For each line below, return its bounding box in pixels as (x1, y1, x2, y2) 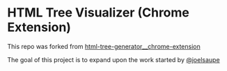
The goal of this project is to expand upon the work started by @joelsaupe (7, 55, 221, 63)
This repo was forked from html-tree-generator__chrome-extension (7, 42, 201, 50)
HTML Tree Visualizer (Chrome (7, 5, 190, 21)
